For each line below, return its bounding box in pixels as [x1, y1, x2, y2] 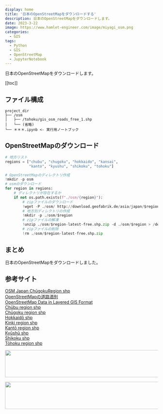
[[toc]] [5, 80, 18, 86]
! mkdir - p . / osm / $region [22, 213, 73, 218]
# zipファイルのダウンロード [22, 199, 73, 204]
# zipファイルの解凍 [22, 217, 59, 223]
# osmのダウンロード [5, 182, 42, 186]
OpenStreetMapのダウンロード [5, 141, 99, 150]
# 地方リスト [5, 154, 28, 160]
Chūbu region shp [5, 305, 41, 310]
